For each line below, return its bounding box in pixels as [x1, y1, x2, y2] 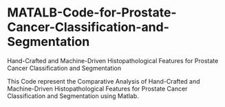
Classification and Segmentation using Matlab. [7, 91, 139, 100]
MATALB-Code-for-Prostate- [7, 5, 177, 21]
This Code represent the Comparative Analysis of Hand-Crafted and [7, 77, 201, 85]
